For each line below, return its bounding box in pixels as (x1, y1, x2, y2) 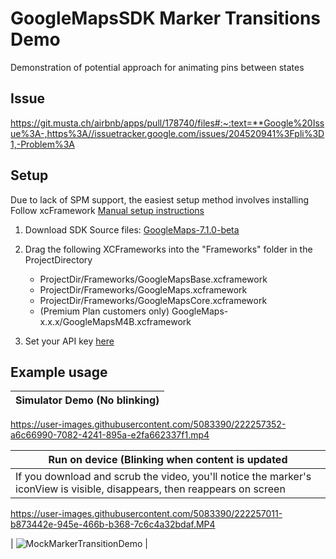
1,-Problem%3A (10, 138, 75, 150)
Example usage (10, 363, 108, 381)
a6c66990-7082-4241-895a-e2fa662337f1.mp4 (10, 429, 210, 441)
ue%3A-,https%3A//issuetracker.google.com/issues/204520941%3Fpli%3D (10, 127, 325, 139)
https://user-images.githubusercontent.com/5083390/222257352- (10, 418, 287, 431)
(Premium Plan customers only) (39, 305, 170, 317)
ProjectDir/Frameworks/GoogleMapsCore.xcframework (39, 294, 268, 306)
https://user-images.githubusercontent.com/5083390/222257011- (10, 508, 283, 520)
